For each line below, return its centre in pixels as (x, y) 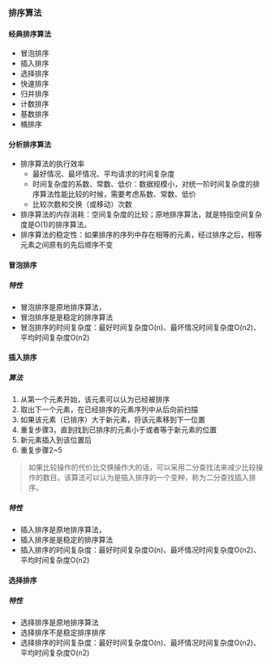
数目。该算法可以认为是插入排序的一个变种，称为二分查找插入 (146, 478)
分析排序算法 (30, 144)
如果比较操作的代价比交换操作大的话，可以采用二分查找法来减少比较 (142, 467)
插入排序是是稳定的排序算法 (67, 540)
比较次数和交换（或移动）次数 (82, 204)
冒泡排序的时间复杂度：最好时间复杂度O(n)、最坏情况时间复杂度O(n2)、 (140, 327)
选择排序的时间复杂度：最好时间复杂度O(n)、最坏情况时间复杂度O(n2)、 (140, 642)
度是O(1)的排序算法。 (56, 225)
